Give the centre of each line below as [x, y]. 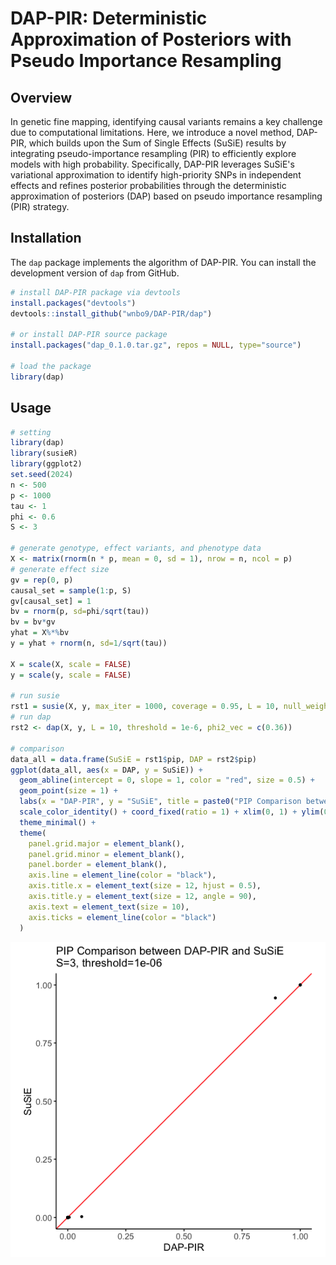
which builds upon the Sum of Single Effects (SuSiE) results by [157, 143]
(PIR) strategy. [40, 206]
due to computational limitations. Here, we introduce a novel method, [152, 132]
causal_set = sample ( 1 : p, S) [71, 590]
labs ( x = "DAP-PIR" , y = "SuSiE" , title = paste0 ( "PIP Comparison [160, 802]
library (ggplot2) [46, 464]
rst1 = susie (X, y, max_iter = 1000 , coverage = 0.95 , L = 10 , [145, 707]
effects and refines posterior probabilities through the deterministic [148, 185]
